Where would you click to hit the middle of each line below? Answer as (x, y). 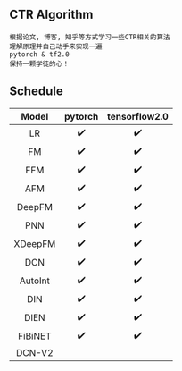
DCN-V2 (35, 352)
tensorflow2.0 (138, 116)
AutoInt (35, 281)
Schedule (37, 92)
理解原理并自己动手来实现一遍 (56, 46)
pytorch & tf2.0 (39, 54)
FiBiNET (34, 336)
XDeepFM (35, 244)
